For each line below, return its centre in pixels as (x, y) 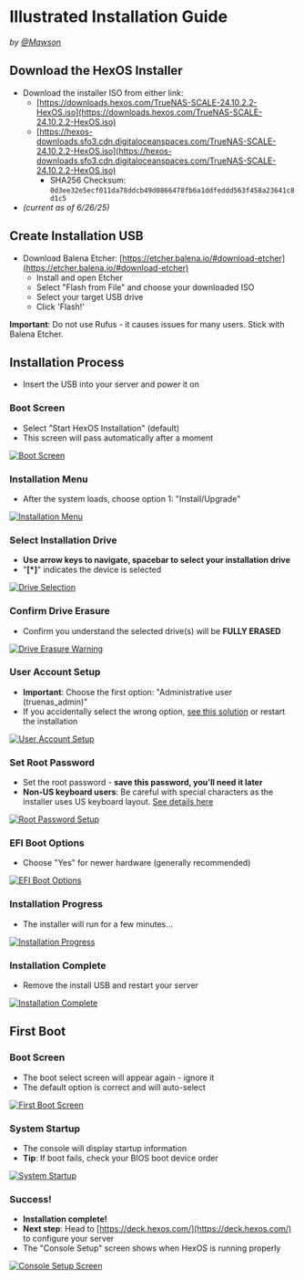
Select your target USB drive (90, 297)
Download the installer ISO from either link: (103, 92)
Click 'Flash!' (60, 307)
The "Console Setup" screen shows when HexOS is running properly (152, 1248)
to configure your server (68, 1239)
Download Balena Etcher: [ (72, 258)
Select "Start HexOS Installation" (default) (101, 428)
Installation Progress (56, 904)
